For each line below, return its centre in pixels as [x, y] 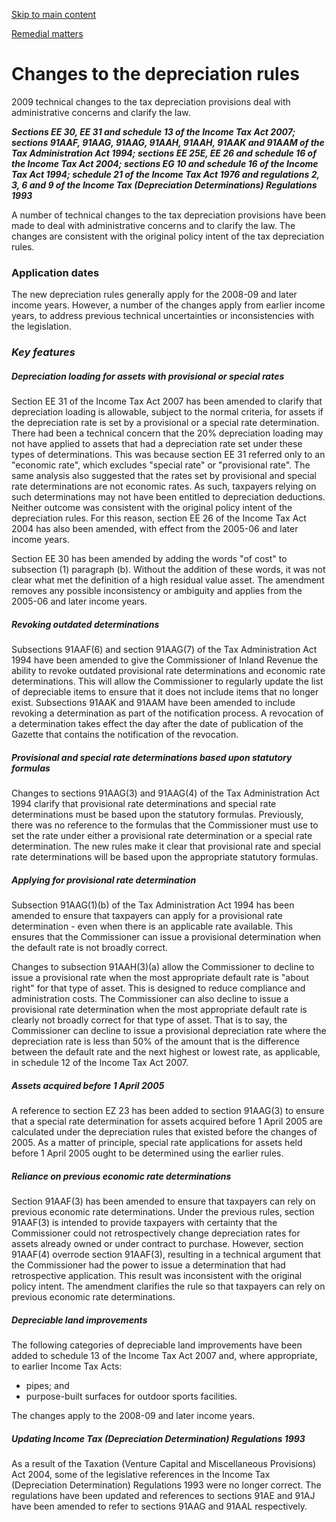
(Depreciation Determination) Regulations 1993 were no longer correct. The [166, 1485]
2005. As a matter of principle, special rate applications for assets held [157, 1142]
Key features [43, 352]
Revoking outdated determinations [85, 624]
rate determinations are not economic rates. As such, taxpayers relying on [164, 486]
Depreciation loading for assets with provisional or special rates [148, 376]
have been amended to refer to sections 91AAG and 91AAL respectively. [159, 1506]
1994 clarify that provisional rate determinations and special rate [144, 804]
